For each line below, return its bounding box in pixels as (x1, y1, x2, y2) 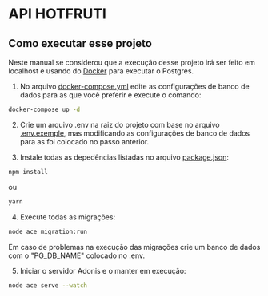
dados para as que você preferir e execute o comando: (19, 90, 202, 100)
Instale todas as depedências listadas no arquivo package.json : (19, 152, 230, 162)
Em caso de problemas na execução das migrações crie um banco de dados (8, 242, 261, 251)
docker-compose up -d (8, 105, 81, 113)
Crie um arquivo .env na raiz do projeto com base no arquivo (19, 120, 220, 129)
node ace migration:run (8, 227, 88, 235)
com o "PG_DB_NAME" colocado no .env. (8, 251, 146, 260)
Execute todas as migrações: (19, 212, 116, 222)
